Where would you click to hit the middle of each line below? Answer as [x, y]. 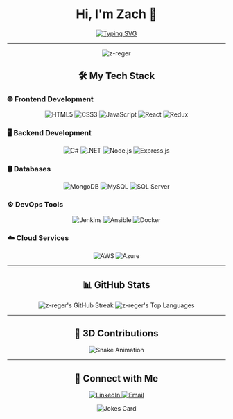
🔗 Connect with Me [116, 378]
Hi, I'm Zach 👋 [116, 14]
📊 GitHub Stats [116, 285]
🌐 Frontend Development [50, 99]
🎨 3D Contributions [116, 333]
